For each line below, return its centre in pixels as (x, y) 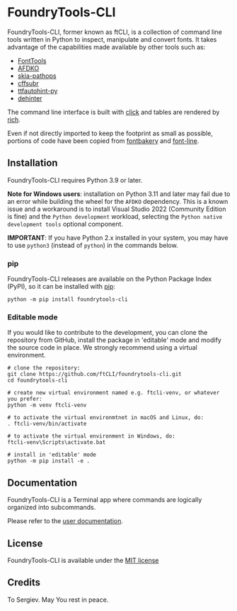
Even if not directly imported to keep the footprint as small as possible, (110, 133)
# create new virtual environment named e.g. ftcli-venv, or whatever (114, 393)
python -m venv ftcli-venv (47, 405)
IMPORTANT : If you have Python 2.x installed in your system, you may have (118, 237)
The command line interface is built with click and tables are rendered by (114, 112)
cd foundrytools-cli (38, 381)
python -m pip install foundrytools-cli (68, 299)
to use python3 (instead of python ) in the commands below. (93, 245)
